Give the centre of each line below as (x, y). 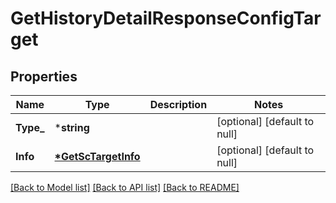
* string (72, 127)
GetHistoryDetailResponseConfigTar (166, 18)
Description (178, 104)
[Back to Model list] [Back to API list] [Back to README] (125, 187)
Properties (44, 76)
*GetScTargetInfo (97, 156)
